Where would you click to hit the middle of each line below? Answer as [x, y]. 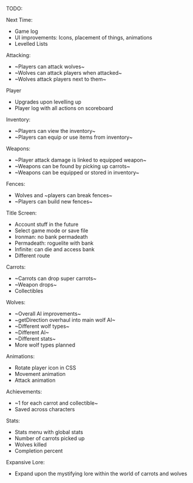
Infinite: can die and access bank [55, 249]
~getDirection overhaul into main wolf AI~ [65, 320]
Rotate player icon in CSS [45, 368]
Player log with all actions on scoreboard [64, 108]
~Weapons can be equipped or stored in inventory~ [77, 172]
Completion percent [39, 451]
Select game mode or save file [51, 231]
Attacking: [18, 55]
